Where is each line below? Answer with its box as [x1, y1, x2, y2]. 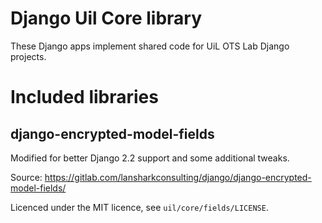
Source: [10, 171, 43, 183]
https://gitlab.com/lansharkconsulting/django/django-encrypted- [44, 171, 312, 183]
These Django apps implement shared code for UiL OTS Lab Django [10, 40, 290, 52]
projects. [10, 50, 47, 62]
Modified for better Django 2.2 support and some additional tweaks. [10, 152, 290, 164]
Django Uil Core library [10, 7, 203, 30]
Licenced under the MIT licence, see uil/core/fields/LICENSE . [10, 201, 269, 213]
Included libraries [10, 86, 159, 109]
